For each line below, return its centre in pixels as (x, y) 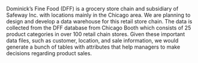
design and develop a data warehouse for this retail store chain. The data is (99, 21)
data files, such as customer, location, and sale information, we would (92, 40)
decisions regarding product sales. (49, 53)
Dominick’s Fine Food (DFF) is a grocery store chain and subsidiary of (92, 9)
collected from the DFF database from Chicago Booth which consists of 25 (99, 28)
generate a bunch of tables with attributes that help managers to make (93, 47)
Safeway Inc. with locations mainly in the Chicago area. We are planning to (98, 15)
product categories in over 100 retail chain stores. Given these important (95, 34)
